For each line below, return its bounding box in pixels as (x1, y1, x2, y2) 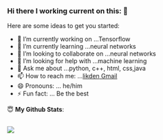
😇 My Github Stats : (7, 106, 64, 114)
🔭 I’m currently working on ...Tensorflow (17, 35, 131, 43)
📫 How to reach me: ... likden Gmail (17, 72, 118, 80)
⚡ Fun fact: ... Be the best (17, 89, 89, 98)
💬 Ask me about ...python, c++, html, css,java (17, 65, 146, 73)
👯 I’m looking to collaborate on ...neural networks (17, 49, 156, 58)
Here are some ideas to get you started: (7, 22, 120, 30)
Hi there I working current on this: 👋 (7, 6, 129, 16)
